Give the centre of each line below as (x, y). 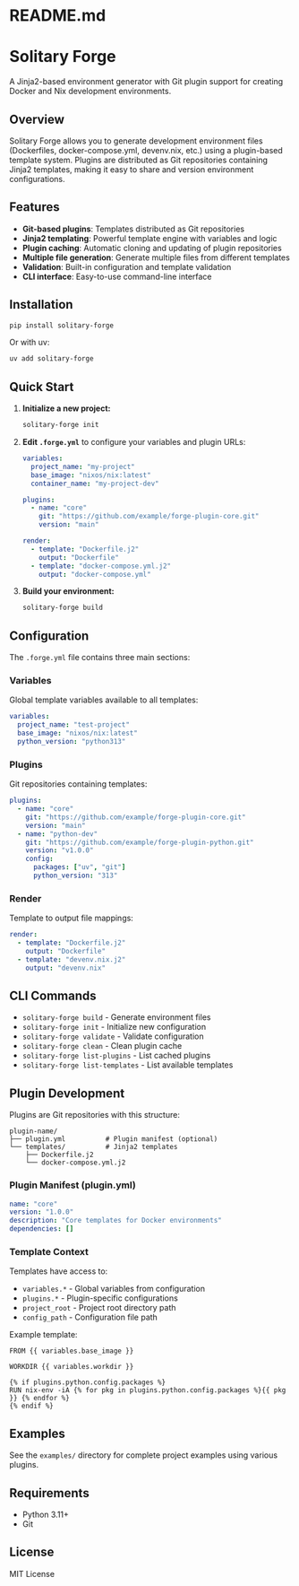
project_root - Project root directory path (99, 1308)
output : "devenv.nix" (65, 968)
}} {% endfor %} (39, 1399)
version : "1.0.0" (42, 1212)
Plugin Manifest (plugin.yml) (73, 1185)
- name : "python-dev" (58, 834)
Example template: (43, 1335)
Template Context (49, 1251)
